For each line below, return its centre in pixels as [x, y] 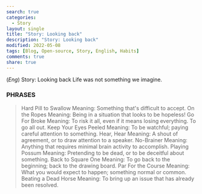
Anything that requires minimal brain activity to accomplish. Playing [105, 146]
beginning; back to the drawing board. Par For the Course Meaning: [105, 166]
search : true [23, 12]
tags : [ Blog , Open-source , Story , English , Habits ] [73, 51]
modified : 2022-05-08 [34, 46]
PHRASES [21, 95]
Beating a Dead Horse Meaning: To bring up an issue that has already [108, 178]
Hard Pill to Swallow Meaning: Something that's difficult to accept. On [108, 108]
